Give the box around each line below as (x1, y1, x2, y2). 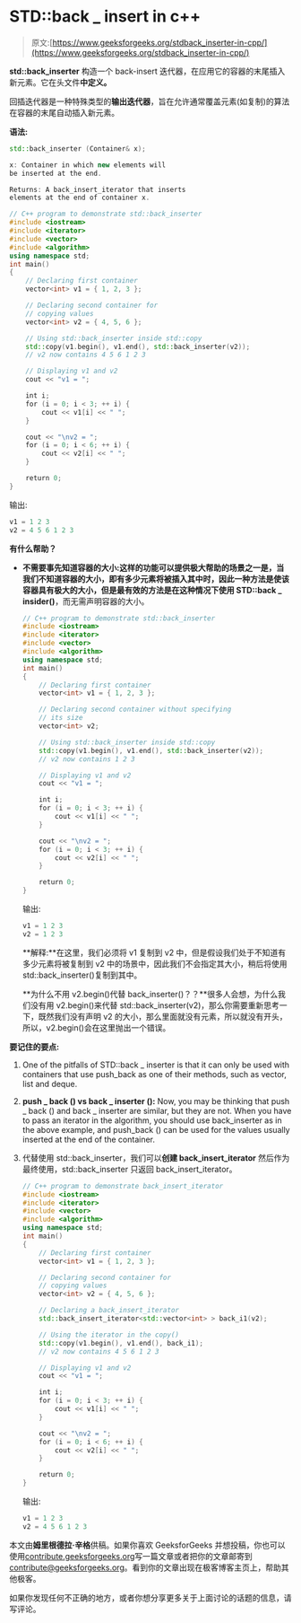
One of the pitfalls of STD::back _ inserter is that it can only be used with (21, 1059, 289, 1070)
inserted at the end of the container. (21, 1134, 155, 1145)
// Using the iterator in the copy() (39, 1330, 179, 1339)
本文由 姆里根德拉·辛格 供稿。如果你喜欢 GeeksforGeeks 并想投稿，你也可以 (9, 1540, 286, 1550)
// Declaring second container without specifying (39, 705, 232, 715)
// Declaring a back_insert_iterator (39, 1306, 179, 1315)
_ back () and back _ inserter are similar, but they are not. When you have (21, 1105, 292, 1116)
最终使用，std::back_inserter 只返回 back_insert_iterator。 (21, 1163, 237, 1174)
